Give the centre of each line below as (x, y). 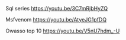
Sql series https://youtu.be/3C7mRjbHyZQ (56, 8)
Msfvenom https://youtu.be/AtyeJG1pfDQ (56, 19)
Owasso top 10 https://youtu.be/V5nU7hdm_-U (63, 31)
